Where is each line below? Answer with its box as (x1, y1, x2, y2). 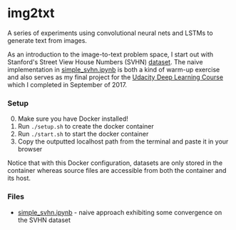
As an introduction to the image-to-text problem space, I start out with (7, 50, 214, 59)
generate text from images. (7, 36, 88, 44)
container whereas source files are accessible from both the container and (7, 166, 227, 175)
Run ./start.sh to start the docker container (17, 130, 149, 139)
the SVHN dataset (17, 216, 71, 224)
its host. (7, 174, 31, 183)
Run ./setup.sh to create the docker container (17, 122, 155, 131)
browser (17, 145, 43, 154)
